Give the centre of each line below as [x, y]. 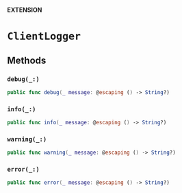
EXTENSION [25, 10]
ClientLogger [44, 37]
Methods [27, 60]
